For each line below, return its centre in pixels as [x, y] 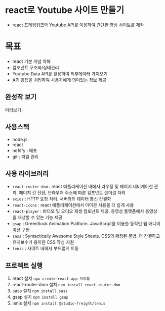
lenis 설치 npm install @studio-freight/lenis [59, 303]
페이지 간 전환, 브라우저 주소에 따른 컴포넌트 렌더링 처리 [72, 193]
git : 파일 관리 [25, 156]
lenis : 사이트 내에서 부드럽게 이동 [45, 249]
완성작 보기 [21, 97]
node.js [20, 139]
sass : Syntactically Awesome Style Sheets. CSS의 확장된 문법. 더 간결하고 [86, 236]
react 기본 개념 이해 [31, 61]
